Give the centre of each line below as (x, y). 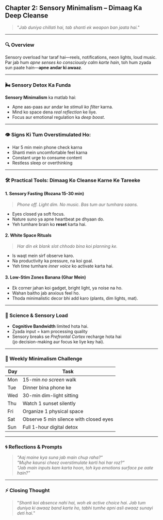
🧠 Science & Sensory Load (37, 316)
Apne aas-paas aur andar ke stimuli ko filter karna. (62, 107)
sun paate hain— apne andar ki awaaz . (44, 68)
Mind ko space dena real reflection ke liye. (54, 112)
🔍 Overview (20, 45)
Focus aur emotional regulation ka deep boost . (58, 117)
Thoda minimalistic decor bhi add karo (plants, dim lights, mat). (75, 298)
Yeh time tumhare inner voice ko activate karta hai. (63, 266)
